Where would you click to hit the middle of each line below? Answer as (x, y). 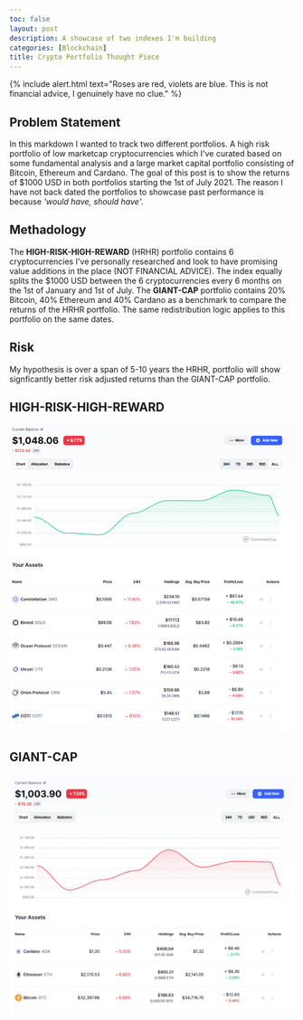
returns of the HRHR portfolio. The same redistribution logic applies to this (147, 309)
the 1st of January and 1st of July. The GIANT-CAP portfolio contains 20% (148, 290)
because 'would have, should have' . (77, 201)
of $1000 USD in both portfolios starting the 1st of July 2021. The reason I (146, 182)
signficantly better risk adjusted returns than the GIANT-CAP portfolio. (140, 379)
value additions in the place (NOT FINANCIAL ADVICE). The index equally (146, 270)
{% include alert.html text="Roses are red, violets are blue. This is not (139, 84)
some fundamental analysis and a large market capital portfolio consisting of (152, 163)
